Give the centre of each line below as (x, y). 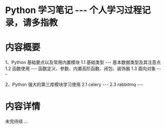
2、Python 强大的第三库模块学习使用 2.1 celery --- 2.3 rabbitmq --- (74, 84)
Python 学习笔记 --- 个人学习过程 (74, 10)
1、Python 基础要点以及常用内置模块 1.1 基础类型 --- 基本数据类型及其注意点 (83, 62)
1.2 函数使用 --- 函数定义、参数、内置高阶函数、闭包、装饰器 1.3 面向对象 (80, 68)
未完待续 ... (17, 121)
